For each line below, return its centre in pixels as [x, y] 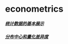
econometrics [34, 9]
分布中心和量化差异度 [27, 37]
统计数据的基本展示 [25, 23]
